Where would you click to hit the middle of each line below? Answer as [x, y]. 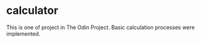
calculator [32, 11]
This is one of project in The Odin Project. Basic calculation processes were [100, 27]
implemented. [23, 33]
